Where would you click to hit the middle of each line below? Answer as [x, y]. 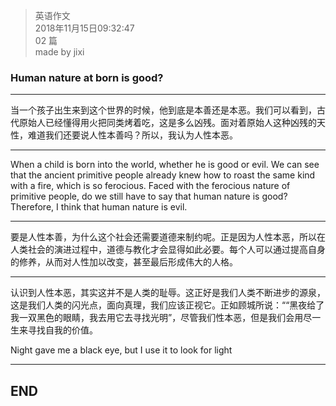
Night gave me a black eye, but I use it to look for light [121, 350]
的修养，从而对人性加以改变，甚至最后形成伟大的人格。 [124, 262]
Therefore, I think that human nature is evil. [99, 207]
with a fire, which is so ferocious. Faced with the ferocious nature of [150, 186]
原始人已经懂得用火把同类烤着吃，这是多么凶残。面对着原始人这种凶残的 [167, 123]
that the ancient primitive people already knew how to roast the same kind [163, 175]
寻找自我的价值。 [62, 330]
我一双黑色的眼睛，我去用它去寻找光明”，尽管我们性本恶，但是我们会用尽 [161, 318]
